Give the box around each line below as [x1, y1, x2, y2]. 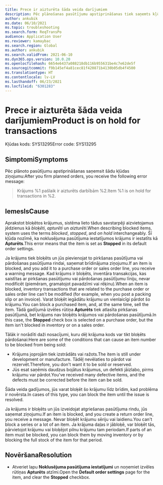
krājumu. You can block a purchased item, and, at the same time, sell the [5, 302, 149, 307]
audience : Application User [5, 34, 62, 39]
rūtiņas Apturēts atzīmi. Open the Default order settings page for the [12, 469, 150, 475]
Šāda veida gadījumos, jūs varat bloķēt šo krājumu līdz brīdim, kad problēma [5, 387, 158, 392]
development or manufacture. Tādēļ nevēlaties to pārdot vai [12, 356, 132, 362]
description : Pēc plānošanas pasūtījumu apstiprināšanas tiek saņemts [5, 12, 151, 16]
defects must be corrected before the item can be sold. [12, 377, 123, 383]
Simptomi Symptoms [5, 155, 68, 163]
